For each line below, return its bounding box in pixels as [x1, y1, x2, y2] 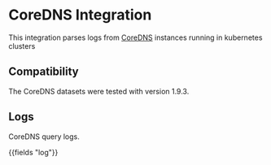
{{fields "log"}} [8, 147, 59, 157]
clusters [8, 41, 36, 50]
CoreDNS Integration [8, 6, 152, 24]
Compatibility [8, 65, 79, 79]
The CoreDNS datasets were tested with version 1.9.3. [8, 86, 190, 96]
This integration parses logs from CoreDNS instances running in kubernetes [8, 33, 263, 42]
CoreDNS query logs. [8, 132, 80, 141]
